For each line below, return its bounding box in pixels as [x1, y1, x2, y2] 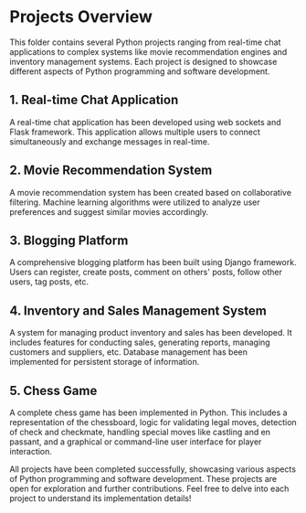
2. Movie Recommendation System [9, 163, 213, 178]
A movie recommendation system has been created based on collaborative [9, 187, 292, 198]
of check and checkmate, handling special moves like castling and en [9, 427, 271, 437]
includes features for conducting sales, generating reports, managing [9, 337, 271, 348]
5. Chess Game [9, 382, 98, 399]
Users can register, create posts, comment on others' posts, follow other [9, 267, 283, 278]
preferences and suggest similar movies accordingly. [9, 206, 209, 217]
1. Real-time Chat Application [9, 92, 179, 108]
